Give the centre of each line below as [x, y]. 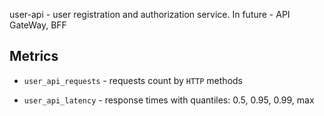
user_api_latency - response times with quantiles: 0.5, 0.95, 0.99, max [169, 100]
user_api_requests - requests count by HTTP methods [133, 80]
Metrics [34, 56]
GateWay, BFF [38, 25]
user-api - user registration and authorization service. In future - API [150, 14]
